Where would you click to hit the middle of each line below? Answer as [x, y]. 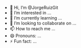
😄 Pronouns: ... [26, 36]
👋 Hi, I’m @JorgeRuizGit [34, 8]
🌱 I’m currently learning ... [36, 18]
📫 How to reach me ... [32, 29]
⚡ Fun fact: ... [23, 41]
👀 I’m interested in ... [30, 13]
